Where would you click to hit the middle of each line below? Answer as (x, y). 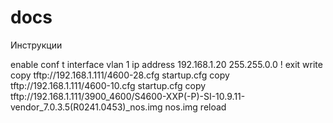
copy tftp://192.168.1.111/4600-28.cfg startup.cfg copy (120, 75)
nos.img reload (195, 107)
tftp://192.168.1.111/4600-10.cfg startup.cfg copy (108, 85)
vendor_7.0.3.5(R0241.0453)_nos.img (86, 107)
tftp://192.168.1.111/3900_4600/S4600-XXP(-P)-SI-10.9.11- (128, 96)
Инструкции (36, 45)
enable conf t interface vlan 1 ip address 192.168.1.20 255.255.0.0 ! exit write (166, 64)
